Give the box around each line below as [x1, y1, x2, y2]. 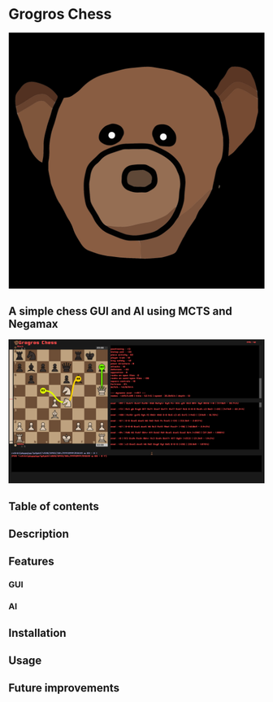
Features [8, 555, 54, 569]
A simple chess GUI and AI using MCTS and [8, 304, 233, 318]
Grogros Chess [8, 5, 112, 24]
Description [8, 527, 69, 541]
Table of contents [8, 499, 99, 513]
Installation [8, 626, 67, 639]
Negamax [8, 317, 58, 331]
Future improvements [8, 681, 120, 695]
